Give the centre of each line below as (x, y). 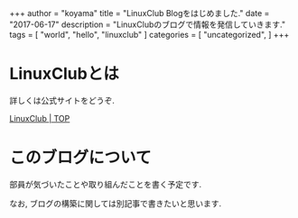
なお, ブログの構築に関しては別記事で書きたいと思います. (116, 203)
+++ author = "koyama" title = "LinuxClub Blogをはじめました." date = (140, 13)
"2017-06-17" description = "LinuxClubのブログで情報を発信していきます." (148, 24)
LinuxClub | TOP (40, 118)
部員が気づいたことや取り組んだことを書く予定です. (106, 184)
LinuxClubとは (64, 74)
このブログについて (80, 158)
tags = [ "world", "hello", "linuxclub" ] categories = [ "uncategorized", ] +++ (149, 35)
